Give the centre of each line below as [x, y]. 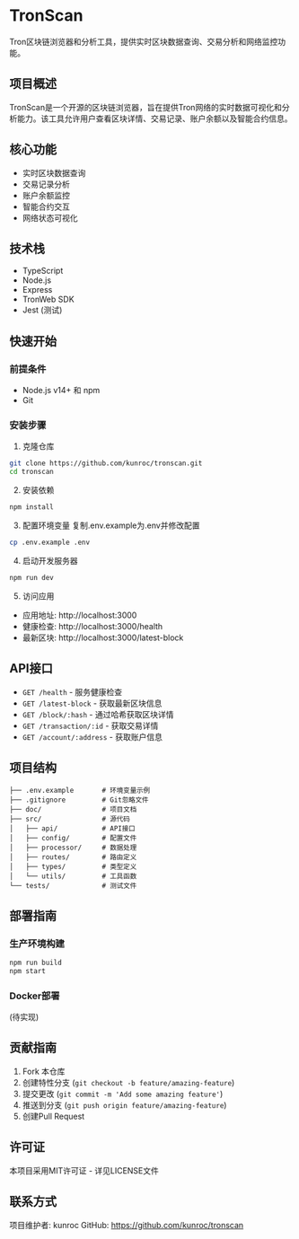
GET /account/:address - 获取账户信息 [92, 736]
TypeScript [43, 271]
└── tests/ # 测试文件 [73, 886]
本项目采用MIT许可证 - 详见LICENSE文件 [84, 1170]
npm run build [36, 963]
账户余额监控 [46, 195]
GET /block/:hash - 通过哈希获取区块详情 [98, 714]
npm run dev [31, 577]
